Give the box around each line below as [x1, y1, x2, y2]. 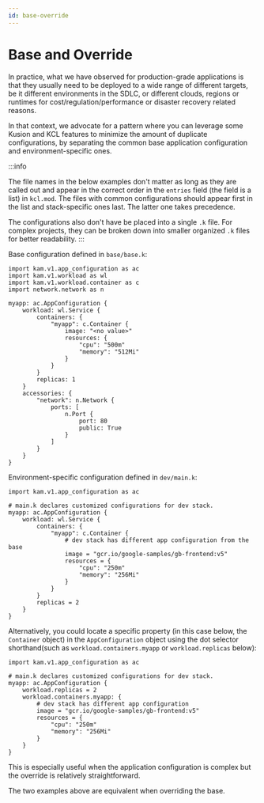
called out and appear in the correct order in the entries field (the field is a [8, 185, 251, 195]
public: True [78, 424, 123, 432]
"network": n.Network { [36, 396, 115, 404]
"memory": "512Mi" [78, 347, 140, 356]
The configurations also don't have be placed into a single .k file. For [8, 217, 233, 226]
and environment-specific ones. [8, 146, 112, 155]
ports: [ [50, 403, 80, 411]
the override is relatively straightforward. [8, 771, 141, 780]
